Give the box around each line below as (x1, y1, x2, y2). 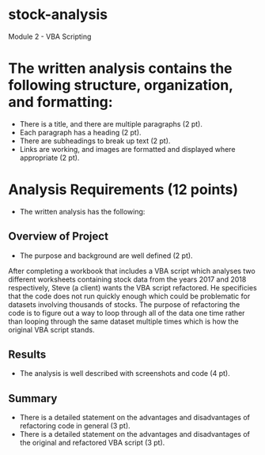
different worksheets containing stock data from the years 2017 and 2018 (8, 275, 247, 284)
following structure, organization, (8, 77, 233, 94)
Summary (8, 392, 58, 405)
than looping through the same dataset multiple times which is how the (8, 317, 239, 326)
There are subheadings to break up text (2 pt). (19, 136, 171, 146)
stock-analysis (8, 6, 108, 24)
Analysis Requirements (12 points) (8, 180, 239, 199)
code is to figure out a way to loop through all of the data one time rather (8, 308, 245, 317)
